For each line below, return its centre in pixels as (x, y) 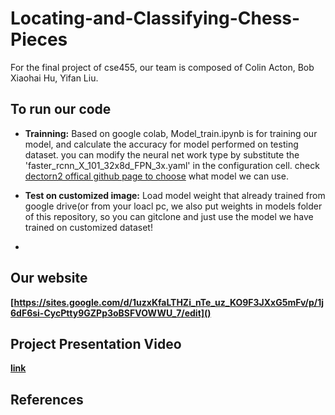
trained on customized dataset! (88, 227)
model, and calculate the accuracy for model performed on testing (161, 144)
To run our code (61, 109)
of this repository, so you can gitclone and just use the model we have (169, 216)
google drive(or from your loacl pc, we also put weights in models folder (173, 206)
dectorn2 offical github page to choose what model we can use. (156, 176)
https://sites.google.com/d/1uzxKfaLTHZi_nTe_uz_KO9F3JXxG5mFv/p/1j (169, 302)
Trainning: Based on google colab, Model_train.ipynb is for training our (171, 133)
